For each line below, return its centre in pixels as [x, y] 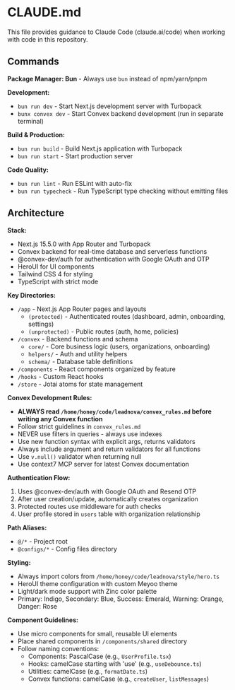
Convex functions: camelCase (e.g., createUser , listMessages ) [119, 679]
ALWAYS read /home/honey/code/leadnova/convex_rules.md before [114, 411]
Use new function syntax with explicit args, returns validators [106, 441]
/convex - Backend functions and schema [78, 339]
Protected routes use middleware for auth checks [89, 506]
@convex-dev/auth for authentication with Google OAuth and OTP [113, 259]
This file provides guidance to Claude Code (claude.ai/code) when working [116, 32]
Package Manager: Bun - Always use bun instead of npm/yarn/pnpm [107, 78]
